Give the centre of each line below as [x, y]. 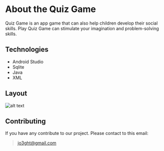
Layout [16, 94]
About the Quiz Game [51, 9]
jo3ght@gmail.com [37, 143]
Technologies [27, 49]
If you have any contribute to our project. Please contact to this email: [77, 133]
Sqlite [18, 67]
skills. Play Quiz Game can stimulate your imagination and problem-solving [82, 28]
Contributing [25, 121]
